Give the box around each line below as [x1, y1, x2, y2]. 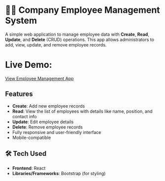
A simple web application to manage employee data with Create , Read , [5, 31, 149, 37]
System [5, 15, 37, 26]
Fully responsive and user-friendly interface [12, 129, 101, 135]
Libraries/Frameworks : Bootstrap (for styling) [12, 170, 106, 176]
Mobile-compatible [12, 135, 51, 140]
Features [5, 90, 33, 98]
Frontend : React [12, 165, 46, 171]
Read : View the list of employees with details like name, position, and [12, 108, 153, 114]
